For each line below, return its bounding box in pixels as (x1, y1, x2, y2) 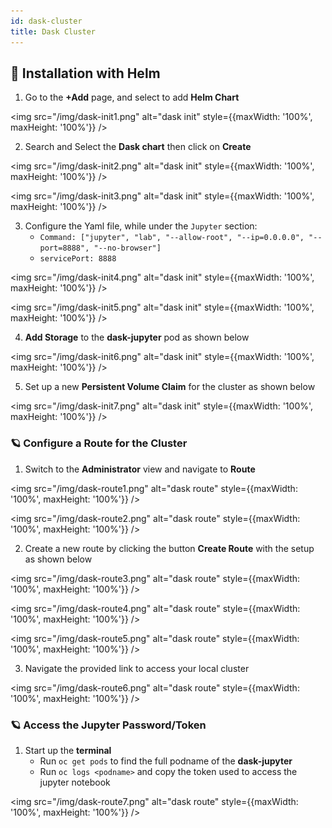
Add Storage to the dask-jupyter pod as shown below (24, 331, 250, 344)
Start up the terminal (24, 744, 112, 756)
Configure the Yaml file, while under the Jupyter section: (24, 220, 258, 232)
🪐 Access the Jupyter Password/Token (10, 718, 207, 732)
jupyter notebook (39, 776, 111, 788)
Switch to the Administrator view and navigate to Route (24, 463, 256, 475)
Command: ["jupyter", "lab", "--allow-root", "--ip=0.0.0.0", (39, 233, 305, 243)
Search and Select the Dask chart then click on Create (24, 141, 252, 153)
